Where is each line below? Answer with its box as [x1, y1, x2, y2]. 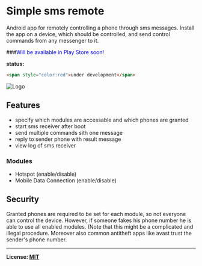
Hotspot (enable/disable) [14, 170, 77, 178]
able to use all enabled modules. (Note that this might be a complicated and [6, 223, 194, 230]
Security [6, 194, 39, 205]
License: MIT [6, 253, 40, 260]
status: [6, 60, 25, 67]
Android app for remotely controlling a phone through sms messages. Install [6, 24, 195, 31]
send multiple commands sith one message [14, 129, 123, 136]
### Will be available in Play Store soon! [6, 48, 105, 55]
